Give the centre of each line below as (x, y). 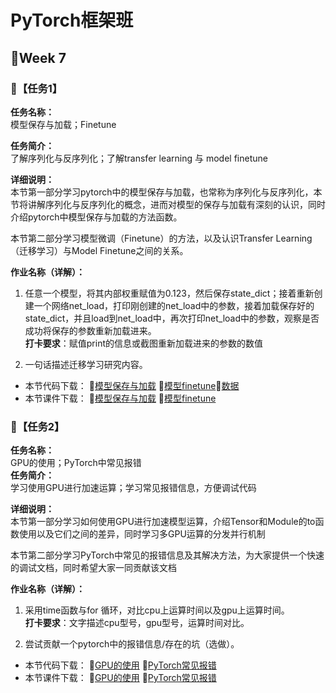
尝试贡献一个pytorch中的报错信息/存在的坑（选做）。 (132, 644)
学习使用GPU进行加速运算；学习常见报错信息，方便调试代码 (133, 488)
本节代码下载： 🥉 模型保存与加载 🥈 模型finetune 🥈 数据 (132, 385)
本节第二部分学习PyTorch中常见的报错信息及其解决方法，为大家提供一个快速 (167, 555)
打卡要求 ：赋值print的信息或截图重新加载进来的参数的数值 (144, 343)
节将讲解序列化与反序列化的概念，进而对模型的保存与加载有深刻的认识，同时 (168, 204)
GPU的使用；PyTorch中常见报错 (76, 463)
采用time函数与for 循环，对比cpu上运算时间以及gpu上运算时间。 (157, 610)
